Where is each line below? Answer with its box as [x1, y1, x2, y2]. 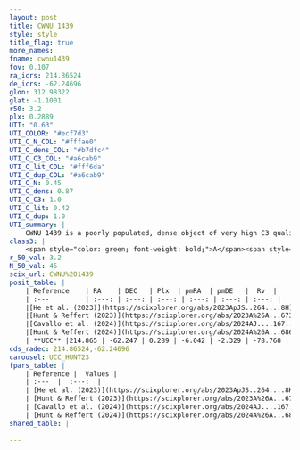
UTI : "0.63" [9, 121, 54, 130]
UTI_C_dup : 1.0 [9, 211, 66, 221]
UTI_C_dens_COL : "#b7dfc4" [9, 145, 110, 154]
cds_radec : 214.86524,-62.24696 [9, 344, 129, 353]
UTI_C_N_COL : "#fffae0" [9, 137, 98, 146]
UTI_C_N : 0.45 [9, 179, 62, 188]
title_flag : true [9, 37, 74, 47]
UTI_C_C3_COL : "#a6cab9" [9, 153, 102, 163]
